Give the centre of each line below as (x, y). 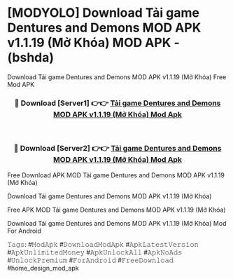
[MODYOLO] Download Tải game (103, 13)
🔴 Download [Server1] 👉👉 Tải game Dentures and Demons (118, 103)
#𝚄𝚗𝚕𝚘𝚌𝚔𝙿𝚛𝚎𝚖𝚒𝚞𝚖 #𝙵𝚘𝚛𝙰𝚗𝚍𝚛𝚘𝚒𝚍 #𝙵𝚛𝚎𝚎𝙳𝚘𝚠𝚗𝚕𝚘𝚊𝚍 (90, 260)
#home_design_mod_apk (43, 268)
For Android (24, 231)
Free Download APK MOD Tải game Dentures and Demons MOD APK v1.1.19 (116, 175)
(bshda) (31, 58)
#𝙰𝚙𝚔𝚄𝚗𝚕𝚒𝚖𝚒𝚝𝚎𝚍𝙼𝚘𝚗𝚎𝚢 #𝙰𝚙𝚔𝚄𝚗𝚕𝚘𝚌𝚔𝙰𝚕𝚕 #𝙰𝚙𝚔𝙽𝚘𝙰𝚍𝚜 (95, 252)
